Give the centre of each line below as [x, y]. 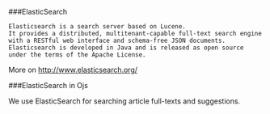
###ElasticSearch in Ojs [49, 85]
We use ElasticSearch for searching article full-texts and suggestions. [124, 101]
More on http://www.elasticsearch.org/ [73, 70]
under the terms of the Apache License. [78, 55]
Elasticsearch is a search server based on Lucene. [97, 27]
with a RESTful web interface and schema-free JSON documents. [117, 40]
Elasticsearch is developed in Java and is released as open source [126, 48]
